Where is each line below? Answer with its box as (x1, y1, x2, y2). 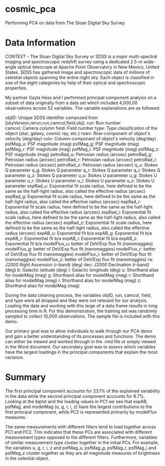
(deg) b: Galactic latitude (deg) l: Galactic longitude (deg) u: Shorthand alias (5, 267, 159, 273)
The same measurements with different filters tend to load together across (5, 424, 156, 429)
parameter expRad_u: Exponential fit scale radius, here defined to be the (5, 183, 152, 189)
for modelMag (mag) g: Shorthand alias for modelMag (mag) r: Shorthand (5, 272, 154, 278)
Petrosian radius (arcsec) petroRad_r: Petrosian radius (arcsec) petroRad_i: (5, 157, 157, 163)
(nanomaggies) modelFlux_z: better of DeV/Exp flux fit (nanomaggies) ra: (5, 256, 154, 262)
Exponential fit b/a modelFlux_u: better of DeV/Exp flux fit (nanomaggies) (5, 241, 153, 247)
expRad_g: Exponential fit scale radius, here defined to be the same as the (5, 193, 156, 199)
